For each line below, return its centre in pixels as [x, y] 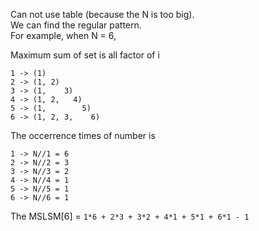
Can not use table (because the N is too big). [102, 14]
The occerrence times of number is [83, 135]
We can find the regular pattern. [76, 25]
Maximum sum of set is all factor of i [85, 55]
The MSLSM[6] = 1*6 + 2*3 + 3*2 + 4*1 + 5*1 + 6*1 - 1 [130, 216]
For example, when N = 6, [63, 35]
